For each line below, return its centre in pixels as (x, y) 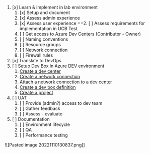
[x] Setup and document (45, 13)
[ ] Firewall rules (36, 55)
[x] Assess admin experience (50, 18)
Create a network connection (50, 76)
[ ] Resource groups (40, 44)
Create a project (36, 93)
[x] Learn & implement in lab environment (55, 7)
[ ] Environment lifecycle (45, 124)
